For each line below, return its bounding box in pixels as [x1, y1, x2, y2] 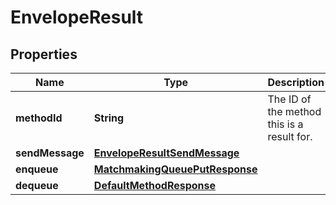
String [93, 111, 125, 125]
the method [267, 105, 322, 118]
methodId [15, 111, 63, 125]
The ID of [267, 92, 312, 106]
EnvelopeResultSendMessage [93, 146, 240, 160]
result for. [267, 130, 313, 143]
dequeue [15, 179, 59, 192]
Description [267, 76, 325, 89]
